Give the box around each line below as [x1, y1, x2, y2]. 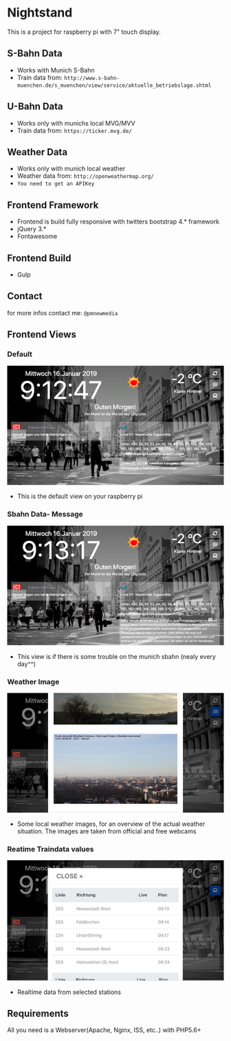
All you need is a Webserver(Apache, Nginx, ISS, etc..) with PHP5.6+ [7, 1026, 201, 1034]
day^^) [16, 660, 36, 668]
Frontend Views [7, 329, 77, 341]
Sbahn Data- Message [7, 509, 84, 519]
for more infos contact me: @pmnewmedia [7, 308, 118, 317]
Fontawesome [16, 232, 58, 241]
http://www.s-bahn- [64, 75, 120, 81]
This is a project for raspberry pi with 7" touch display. [7, 28, 162, 36]
